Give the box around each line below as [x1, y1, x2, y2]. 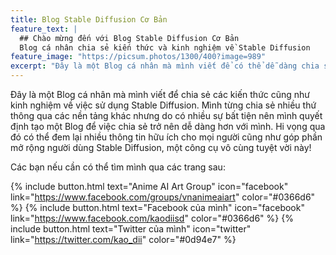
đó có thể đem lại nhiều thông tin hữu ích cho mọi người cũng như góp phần [10, 131, 323, 143]
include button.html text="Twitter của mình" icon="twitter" [10, 223, 252, 235]
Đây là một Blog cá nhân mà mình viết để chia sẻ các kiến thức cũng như [10, 89, 311, 100]
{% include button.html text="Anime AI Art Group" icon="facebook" [10, 181, 289, 192]
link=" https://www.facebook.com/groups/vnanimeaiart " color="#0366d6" [10, 191, 316, 203]
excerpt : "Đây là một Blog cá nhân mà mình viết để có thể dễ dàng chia [10, 61, 320, 71]
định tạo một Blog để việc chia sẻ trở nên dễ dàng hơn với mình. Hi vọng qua [10, 121, 326, 132]
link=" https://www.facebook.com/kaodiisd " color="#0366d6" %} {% [10, 212, 294, 224]
